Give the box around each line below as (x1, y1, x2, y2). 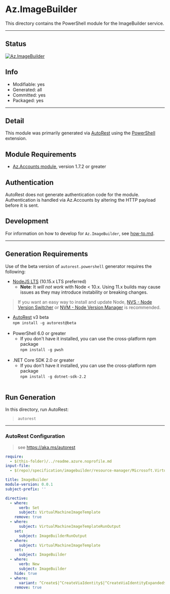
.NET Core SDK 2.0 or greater (12, 357, 75, 363)
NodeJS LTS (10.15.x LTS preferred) (12, 278, 87, 284)
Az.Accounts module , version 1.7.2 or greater (12, 163, 106, 170)
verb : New (18, 562, 39, 567)
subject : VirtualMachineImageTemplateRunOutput (18, 524, 121, 529)
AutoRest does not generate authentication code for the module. (5, 192, 140, 198)
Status (5, 39, 27, 49)
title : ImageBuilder (5, 477, 49, 482)
